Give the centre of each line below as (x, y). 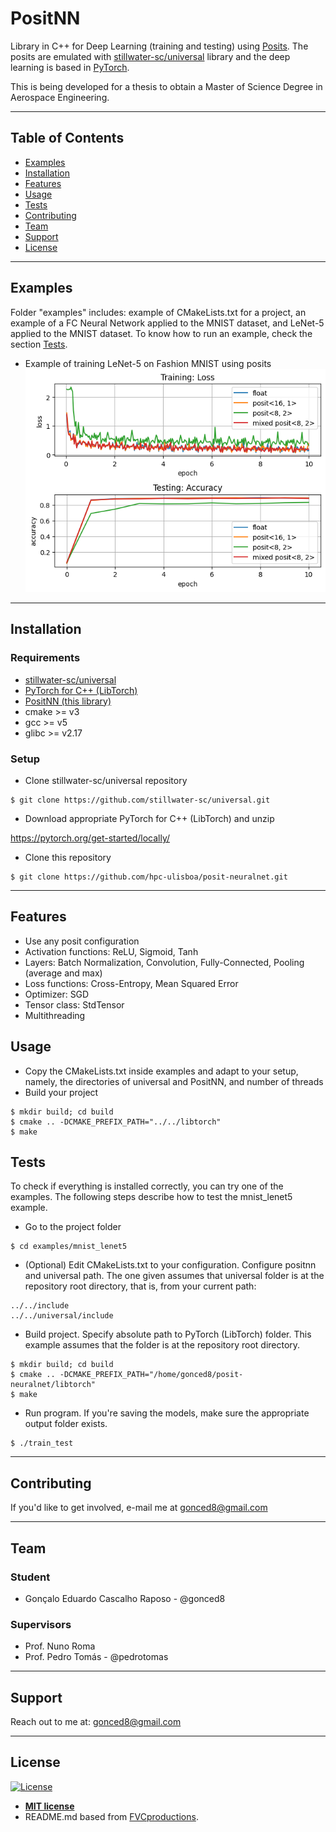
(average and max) (63, 973)
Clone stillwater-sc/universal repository (106, 781)
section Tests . (39, 344)
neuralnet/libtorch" (53, 1385)
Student (30, 1577)
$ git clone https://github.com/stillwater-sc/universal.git (140, 800)
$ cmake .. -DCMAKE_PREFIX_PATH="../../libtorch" (116, 1122)
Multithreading (55, 1015)
